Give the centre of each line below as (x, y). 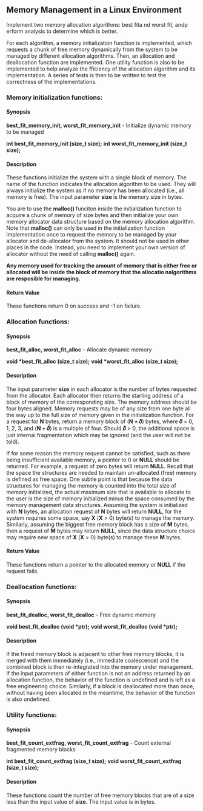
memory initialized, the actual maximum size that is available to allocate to (98, 492)
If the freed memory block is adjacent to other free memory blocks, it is (95, 654)
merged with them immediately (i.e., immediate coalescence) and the (92, 661)
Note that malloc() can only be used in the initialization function (86, 228)
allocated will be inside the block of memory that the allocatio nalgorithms (101, 272)
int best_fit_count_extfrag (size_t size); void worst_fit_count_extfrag (94, 761)
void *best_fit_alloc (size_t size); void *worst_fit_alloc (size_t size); (92, 362)
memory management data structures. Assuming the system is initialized (97, 505)
